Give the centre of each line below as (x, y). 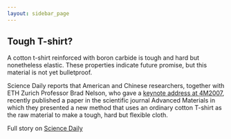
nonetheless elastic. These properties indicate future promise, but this (107, 65)
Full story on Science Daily (45, 129)
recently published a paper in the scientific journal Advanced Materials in (111, 100)
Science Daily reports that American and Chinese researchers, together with (116, 86)
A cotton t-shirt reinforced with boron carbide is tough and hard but (103, 58)
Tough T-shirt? (40, 42)
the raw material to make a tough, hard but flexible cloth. (87, 115)
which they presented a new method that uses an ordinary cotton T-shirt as (115, 108)
